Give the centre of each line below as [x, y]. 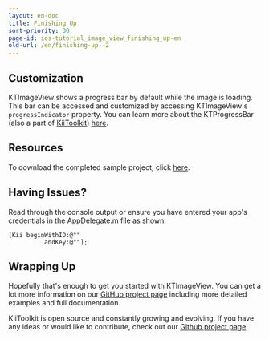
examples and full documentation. [65, 303]
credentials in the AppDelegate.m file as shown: [88, 220]
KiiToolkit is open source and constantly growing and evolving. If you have [131, 318]
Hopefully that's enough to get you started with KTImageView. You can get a [134, 286]
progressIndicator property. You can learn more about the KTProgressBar [131, 114]
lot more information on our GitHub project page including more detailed [128, 294]
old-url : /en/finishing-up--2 [59, 46]
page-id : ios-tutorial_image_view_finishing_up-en [95, 38]
